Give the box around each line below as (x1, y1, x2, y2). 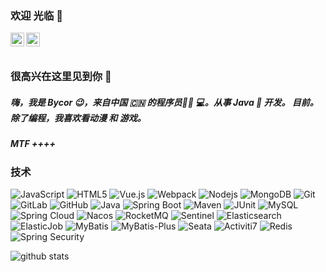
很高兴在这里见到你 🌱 (10, 70, 112, 84)
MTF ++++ (10, 138, 56, 150)
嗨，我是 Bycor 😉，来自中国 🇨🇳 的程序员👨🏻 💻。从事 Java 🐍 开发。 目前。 (10, 96, 319, 108)
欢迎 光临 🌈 (10, 8, 63, 22)
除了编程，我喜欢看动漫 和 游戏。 (10, 112, 147, 124)
